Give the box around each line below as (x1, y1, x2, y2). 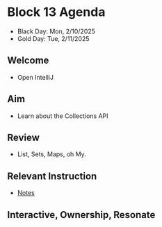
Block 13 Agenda (7, 4, 106, 20)
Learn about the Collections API (17, 112, 109, 120)
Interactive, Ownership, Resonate (7, 209, 156, 221)
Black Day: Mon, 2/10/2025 (17, 27, 96, 35)
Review (7, 131, 40, 143)
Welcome (7, 55, 49, 67)
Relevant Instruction (7, 170, 97, 182)
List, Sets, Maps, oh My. (17, 150, 87, 158)
